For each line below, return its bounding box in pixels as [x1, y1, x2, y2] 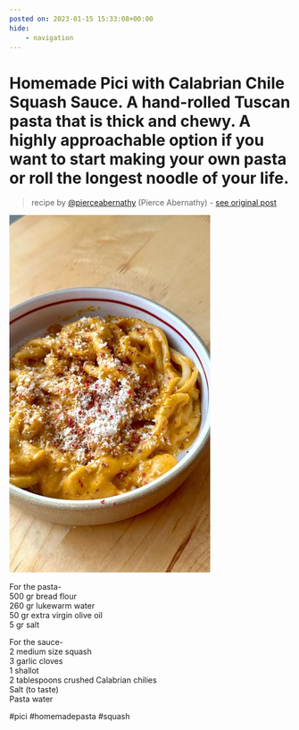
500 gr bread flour [9, 591, 78, 602]
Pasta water [9, 693, 54, 705]
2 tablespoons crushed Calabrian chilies [9, 675, 158, 685]
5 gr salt [9, 619, 40, 630]
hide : [9, 23, 29, 33]
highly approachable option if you [9, 130, 265, 150]
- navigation [25, 33, 74, 42]
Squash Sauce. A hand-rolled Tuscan [9, 92, 291, 112]
